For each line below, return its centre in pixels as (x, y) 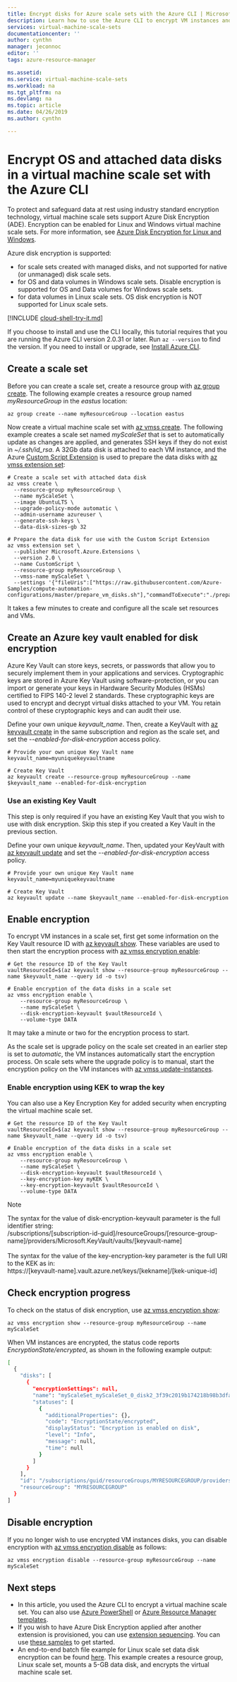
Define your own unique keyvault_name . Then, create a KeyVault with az (113, 724)
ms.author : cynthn (34, 119)
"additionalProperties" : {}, (88, 1415)
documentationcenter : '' (44, 34)
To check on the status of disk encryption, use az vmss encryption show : (114, 1310)
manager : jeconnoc (34, 47)
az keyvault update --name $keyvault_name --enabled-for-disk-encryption (118, 898)
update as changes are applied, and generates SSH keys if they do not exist (117, 442)
